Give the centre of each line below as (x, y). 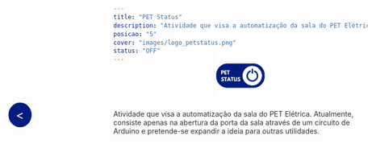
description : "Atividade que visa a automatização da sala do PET (227, 25)
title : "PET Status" (148, 17)
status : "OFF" (137, 51)
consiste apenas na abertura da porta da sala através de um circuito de (232, 122)
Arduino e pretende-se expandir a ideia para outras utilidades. (217, 131)
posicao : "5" (135, 34)
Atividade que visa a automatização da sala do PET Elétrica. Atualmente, (234, 113)
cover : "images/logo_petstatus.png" (175, 43)
